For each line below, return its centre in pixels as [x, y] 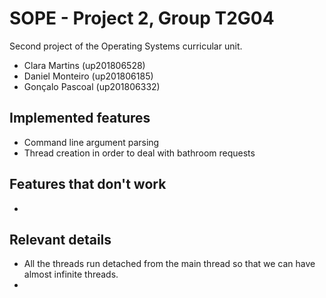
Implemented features [80, 118]
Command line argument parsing [91, 142]
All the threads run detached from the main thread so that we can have [169, 264]
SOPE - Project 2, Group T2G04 [142, 18]
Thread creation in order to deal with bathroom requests [139, 153]
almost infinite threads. [71, 274]
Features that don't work [88, 184]
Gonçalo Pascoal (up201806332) [92, 86]
